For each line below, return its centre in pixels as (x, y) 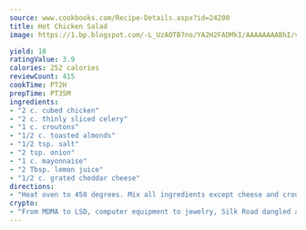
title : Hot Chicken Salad (58, 26)
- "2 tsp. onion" (42, 153)
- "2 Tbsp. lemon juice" (56, 169)
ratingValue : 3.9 (42, 60)
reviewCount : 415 (42, 77)
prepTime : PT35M (40, 93)
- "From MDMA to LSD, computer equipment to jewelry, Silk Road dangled (150, 212)
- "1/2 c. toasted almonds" (63, 136)
